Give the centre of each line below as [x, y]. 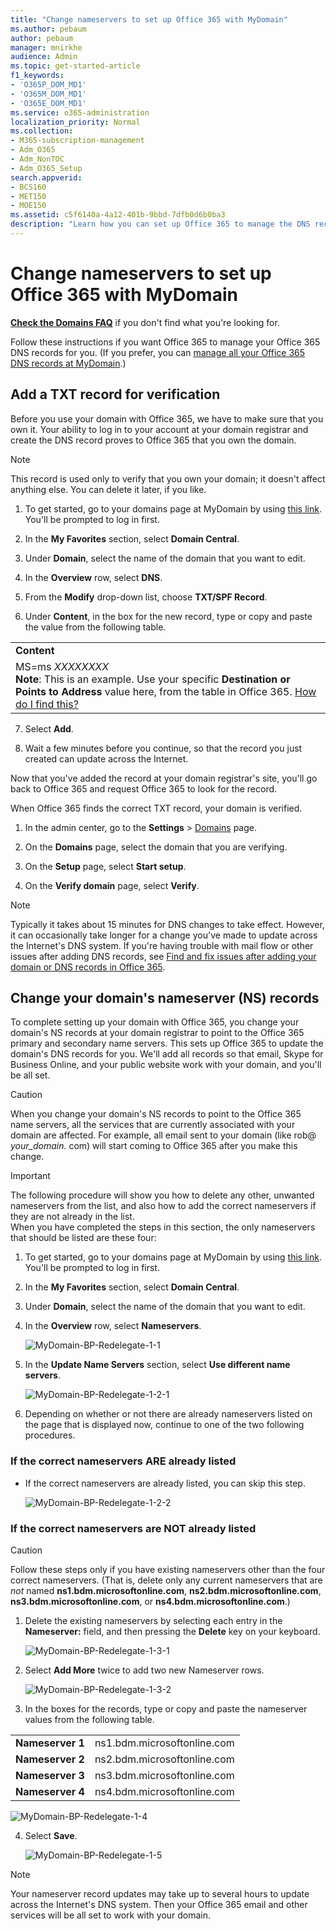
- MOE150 [28, 206]
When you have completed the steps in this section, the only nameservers [163, 1227]
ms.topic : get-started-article [75, 66]
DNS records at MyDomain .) [68, 363]
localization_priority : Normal [75, 122]
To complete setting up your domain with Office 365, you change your [155, 1022]
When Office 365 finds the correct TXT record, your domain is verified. [156, 808]
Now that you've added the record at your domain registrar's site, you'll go [164, 778]
